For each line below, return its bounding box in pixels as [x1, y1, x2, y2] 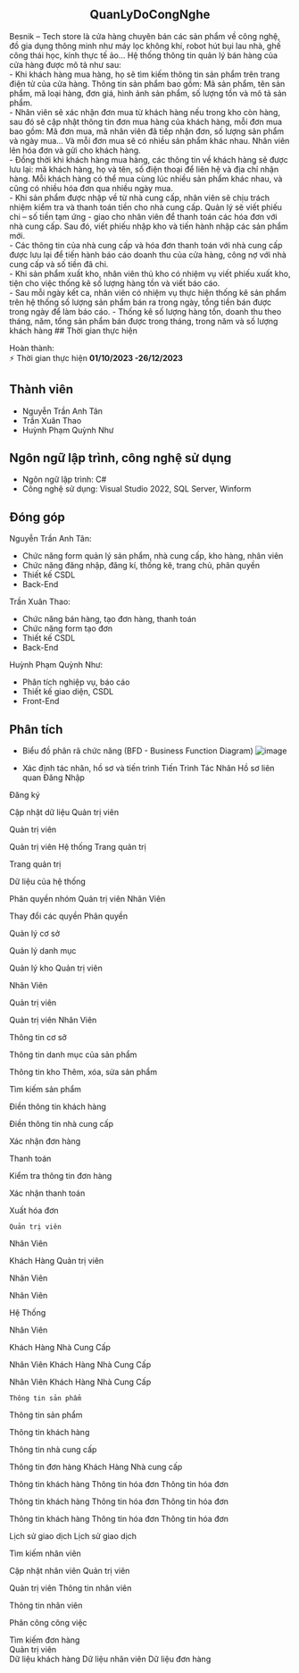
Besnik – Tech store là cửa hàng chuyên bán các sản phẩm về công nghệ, [9, 30, 281, 41]
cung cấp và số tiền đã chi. [9, 258, 109, 269]
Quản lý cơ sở [9, 929, 61, 939]
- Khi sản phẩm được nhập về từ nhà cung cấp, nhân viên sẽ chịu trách [9, 192, 270, 203]
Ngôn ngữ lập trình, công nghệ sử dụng [9, 450, 232, 466]
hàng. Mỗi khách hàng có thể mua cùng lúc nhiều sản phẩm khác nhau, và [9, 173, 283, 184]
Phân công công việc [9, 1618, 87, 1628]
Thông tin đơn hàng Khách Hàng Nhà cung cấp [9, 1461, 183, 1473]
